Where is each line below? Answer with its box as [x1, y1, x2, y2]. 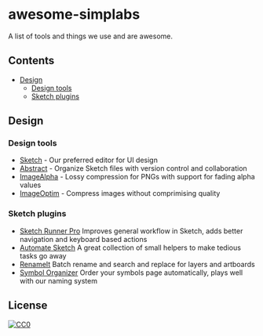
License [8, 299, 48, 313]
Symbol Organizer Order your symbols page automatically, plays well [19, 268, 243, 277]
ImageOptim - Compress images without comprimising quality [19, 189, 221, 198]
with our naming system [19, 276, 98, 285]
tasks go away [19, 251, 67, 260]
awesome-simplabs [8, 5, 141, 23]
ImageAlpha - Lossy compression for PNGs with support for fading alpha [19, 172, 255, 182]
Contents [8, 54, 55, 67]
